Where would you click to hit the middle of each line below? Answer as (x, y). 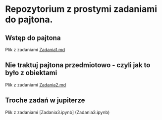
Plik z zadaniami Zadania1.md (35, 50)
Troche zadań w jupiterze (45, 100)
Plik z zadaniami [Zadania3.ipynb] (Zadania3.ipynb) (57, 112)
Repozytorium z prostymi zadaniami (81, 9)
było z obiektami (31, 73)
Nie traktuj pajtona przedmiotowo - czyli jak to (78, 65)
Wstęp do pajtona (33, 38)
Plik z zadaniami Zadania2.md (36, 84)
